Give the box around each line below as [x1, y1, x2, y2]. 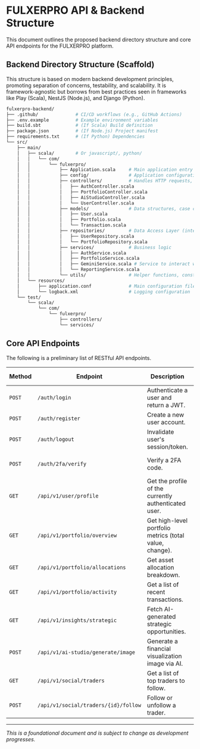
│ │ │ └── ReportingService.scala [17, 266, 140, 273]
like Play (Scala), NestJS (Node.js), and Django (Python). [6, 94, 145, 101]
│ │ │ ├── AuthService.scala [17, 250, 127, 256]
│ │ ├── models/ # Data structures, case [17, 206, 190, 212]
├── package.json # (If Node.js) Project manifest [6, 128, 159, 134]
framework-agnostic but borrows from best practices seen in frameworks [6, 88, 187, 95]
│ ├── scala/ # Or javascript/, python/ [17, 150, 143, 156]
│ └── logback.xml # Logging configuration [17, 288, 190, 295]
